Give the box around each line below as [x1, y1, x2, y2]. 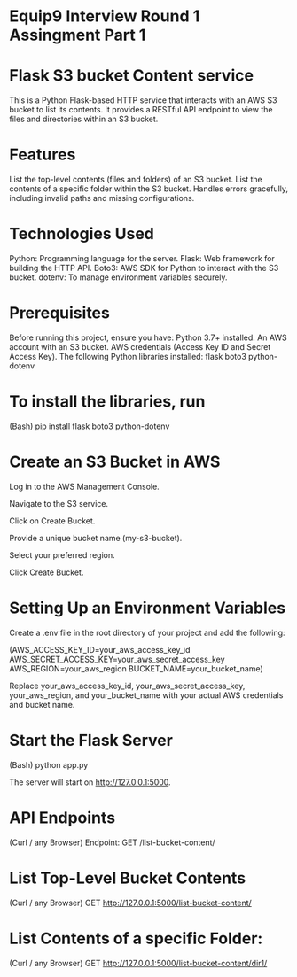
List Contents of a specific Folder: [9, 928, 263, 949]
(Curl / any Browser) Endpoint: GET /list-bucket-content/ [9, 837, 215, 848]
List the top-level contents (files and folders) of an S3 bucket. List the [9, 174, 263, 185]
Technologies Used [9, 224, 155, 244]
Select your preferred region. [9, 549, 115, 560]
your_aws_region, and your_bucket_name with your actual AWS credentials [9, 689, 284, 701]
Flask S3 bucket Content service [9, 66, 254, 86]
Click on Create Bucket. [9, 516, 96, 526]
